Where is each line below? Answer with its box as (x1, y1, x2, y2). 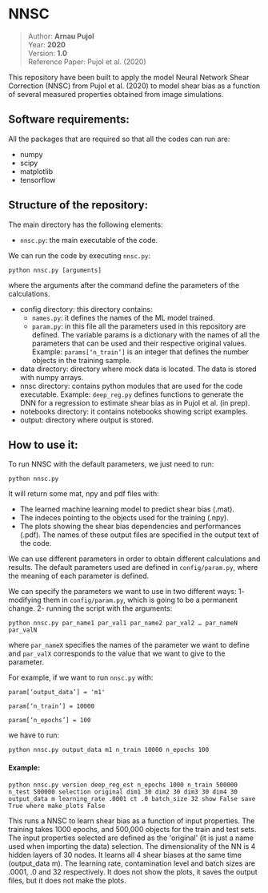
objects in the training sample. (31, 355, 132, 365)
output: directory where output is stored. (19, 414, 154, 425)
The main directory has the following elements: (8, 220, 163, 229)
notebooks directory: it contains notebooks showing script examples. (19, 406, 248, 416)
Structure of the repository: (8, 198, 149, 212)
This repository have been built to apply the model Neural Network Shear (8, 72, 250, 82)
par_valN (8, 626, 38, 634)
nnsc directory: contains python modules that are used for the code (19, 381, 243, 390)
